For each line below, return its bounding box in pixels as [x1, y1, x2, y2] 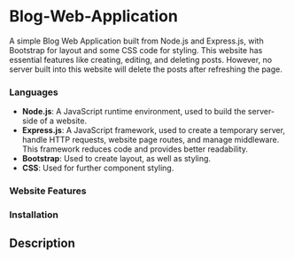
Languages [9, 86, 59, 98]
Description [9, 236, 75, 251]
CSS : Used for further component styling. [21, 162, 174, 174]
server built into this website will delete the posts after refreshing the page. [9, 64, 283, 75]
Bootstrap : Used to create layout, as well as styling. [21, 153, 211, 164]
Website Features [9, 184, 87, 197]
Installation [9, 208, 59, 221]
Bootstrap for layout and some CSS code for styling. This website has [9, 44, 263, 55]
